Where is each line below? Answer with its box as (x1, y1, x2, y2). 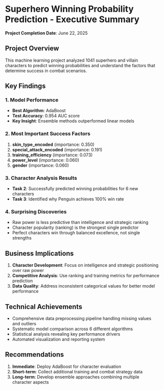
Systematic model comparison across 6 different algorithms (12, 326, 133, 332)
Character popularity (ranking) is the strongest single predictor (12, 224, 139, 231)
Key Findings (5, 82, 46, 90)
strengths (12, 235, 32, 241)
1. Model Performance (5, 97, 59, 103)
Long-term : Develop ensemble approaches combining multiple (12, 374, 140, 380)
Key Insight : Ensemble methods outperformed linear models (12, 118, 135, 124)
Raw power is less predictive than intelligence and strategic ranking (12, 219, 148, 225)
